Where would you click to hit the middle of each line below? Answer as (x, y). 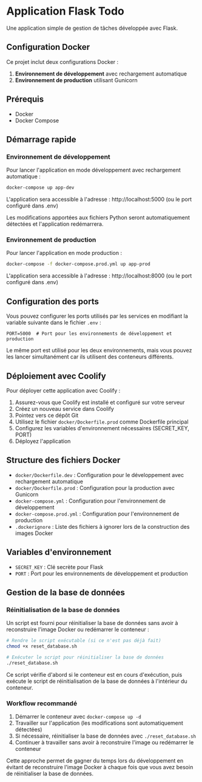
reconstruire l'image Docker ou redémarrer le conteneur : (78, 630)
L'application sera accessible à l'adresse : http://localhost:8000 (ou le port (99, 276)
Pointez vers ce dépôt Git (47, 415)
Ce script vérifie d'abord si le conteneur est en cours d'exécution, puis (94, 674)
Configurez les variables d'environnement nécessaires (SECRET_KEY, (102, 428)
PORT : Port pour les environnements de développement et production (101, 573)
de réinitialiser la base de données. (50, 773)
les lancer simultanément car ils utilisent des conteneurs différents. (90, 357)
